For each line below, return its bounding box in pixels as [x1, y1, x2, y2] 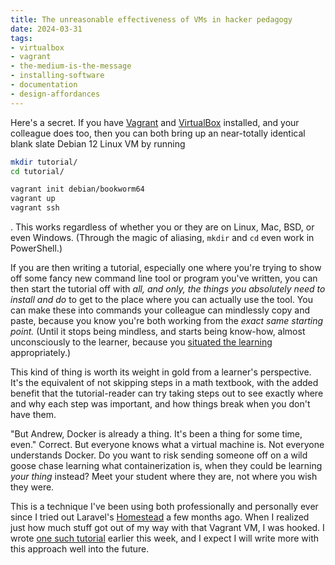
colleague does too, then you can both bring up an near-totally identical [10, 127, 306, 139]
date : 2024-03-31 [10, 24, 83, 34]
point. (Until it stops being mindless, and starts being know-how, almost [10, 326, 306, 337]
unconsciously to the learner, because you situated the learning [10, 336, 273, 348]
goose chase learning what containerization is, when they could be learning [10, 460, 323, 471]
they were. [10, 481, 55, 493]
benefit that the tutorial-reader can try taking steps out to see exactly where [10, 387, 324, 399]
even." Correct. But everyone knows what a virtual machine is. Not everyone [10, 439, 325, 450]
